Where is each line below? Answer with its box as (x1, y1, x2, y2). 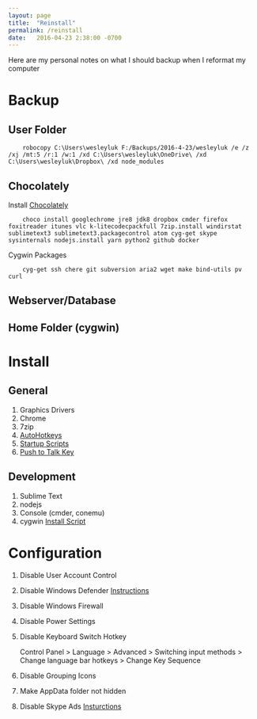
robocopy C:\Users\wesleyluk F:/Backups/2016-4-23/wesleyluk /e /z (22, 144, 249, 152)
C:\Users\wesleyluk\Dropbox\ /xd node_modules (8, 158, 164, 166)
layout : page (8, 11, 51, 20)
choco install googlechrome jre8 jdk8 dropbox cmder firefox (22, 215, 228, 224)
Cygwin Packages (8, 250, 67, 260)
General (8, 384, 49, 398)
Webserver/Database (8, 294, 116, 307)
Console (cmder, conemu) (19, 508, 105, 517)
